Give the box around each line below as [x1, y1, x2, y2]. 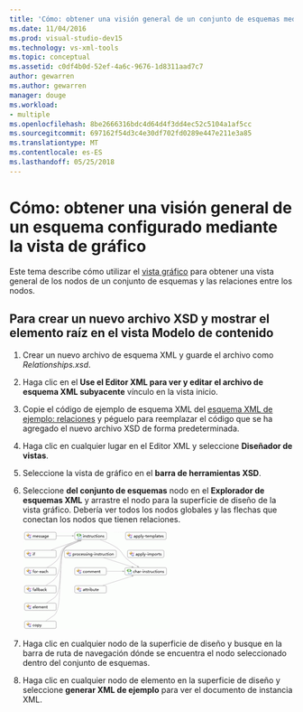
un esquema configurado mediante [9, 217, 278, 237]
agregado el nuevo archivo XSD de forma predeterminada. [22, 423, 240, 434]
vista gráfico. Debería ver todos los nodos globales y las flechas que [22, 504, 278, 515]
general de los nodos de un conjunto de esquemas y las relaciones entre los [9, 276, 293, 286]
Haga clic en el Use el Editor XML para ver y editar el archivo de [22, 376, 264, 388]
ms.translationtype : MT [9, 138, 99, 148]
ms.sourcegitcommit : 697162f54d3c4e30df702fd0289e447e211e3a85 [9, 129, 252, 138]
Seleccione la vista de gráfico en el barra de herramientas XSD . [22, 467, 262, 478]
